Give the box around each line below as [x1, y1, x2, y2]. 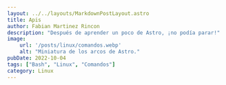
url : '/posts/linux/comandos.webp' [19, 42, 122, 49]
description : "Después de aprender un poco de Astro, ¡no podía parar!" [7, 29, 220, 36]
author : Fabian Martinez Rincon [7, 23, 100, 29]
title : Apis [7, 16, 41, 23]
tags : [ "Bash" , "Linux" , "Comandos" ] [7, 61, 116, 68]
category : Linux [7, 67, 54, 74]
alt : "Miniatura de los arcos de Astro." [19, 49, 140, 56]
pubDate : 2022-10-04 [7, 55, 67, 62]
